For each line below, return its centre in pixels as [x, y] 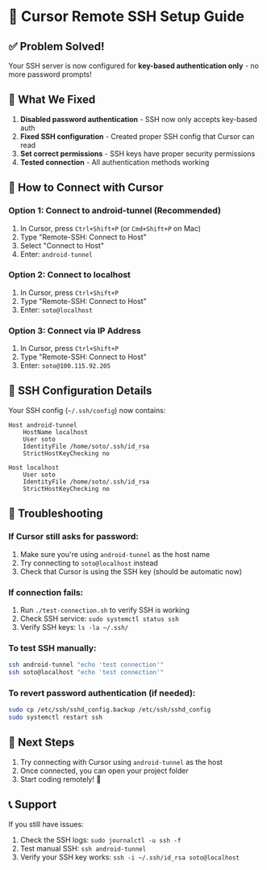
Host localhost [34, 467]
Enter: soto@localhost [56, 310]
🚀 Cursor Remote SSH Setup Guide [126, 17]
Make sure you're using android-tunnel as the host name [115, 554]
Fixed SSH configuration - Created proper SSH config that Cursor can [137, 136]
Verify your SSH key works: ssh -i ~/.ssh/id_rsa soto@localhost [130, 857]
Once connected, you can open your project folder [104, 771]
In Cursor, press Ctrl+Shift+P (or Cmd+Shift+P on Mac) [111, 228]
